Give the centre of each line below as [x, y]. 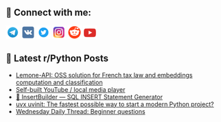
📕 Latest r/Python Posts [57, 59]
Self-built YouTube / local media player [70, 89]
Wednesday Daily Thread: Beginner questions [80, 111]
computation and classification [59, 82]
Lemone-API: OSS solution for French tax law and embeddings [104, 75]
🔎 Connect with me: [48, 13]
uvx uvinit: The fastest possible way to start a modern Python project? [115, 104]
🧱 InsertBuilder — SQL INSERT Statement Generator [89, 97]
